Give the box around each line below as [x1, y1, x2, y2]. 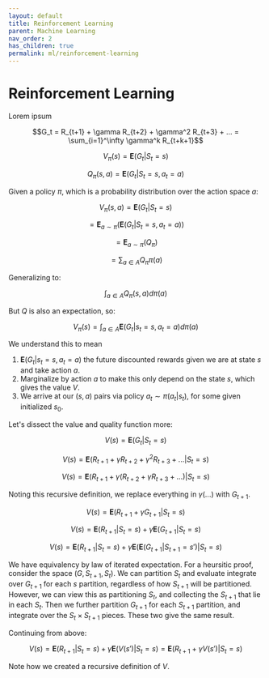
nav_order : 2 [8, 34, 53, 43]
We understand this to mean [8, 339, 103, 349]
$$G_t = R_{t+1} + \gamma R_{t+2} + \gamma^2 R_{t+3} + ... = [32, 126, 240, 136]
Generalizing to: [8, 272, 61, 282]
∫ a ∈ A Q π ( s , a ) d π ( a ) [103, 288, 168, 300]
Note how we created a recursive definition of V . [8, 661, 170, 671]
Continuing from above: [8, 628, 87, 637]
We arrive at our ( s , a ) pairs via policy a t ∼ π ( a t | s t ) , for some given [19, 391, 241, 403]
